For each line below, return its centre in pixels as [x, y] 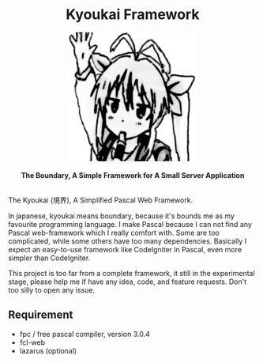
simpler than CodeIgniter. [49, 258]
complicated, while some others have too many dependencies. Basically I [128, 241]
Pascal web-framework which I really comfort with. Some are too [114, 233]
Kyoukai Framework [133, 15]
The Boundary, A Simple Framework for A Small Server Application [133, 175]
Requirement [41, 315]
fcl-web [32, 342]
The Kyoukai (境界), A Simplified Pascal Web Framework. [101, 200]
